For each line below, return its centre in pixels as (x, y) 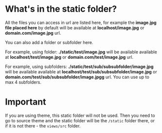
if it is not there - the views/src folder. (43, 126)
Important (26, 102)
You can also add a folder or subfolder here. (49, 42)
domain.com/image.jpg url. (33, 33)
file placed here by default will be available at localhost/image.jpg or (75, 27)
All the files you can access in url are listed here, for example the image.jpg (81, 22)
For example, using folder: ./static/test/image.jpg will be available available (81, 52)
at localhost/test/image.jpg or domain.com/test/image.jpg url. (69, 57)
